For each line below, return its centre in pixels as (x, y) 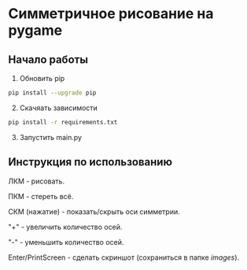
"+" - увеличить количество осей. (65, 227)
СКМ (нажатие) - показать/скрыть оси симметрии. (94, 211)
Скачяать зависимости (59, 108)
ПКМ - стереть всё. (41, 196)
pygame (35, 30)
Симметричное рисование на (111, 14)
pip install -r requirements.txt (63, 122)
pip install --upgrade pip (52, 93)
